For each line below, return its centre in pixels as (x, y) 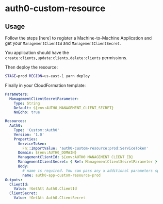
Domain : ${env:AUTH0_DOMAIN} (47, 153)
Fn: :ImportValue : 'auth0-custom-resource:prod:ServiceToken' (86, 148)
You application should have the (37, 52)
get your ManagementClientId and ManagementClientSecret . (63, 43)
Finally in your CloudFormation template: (46, 85)
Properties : (26, 139)
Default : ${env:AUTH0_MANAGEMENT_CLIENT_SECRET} (64, 108)
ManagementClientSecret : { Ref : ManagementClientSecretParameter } (88, 162)
